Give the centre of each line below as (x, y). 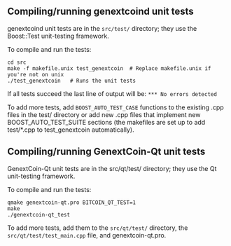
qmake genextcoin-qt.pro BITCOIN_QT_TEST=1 (72, 203)
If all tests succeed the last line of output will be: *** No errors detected (112, 93)
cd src (17, 62)
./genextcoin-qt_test (39, 214)
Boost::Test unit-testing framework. (58, 36)
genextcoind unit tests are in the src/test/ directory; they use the (102, 28)
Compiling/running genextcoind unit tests (100, 12)
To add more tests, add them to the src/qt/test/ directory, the (98, 228)
